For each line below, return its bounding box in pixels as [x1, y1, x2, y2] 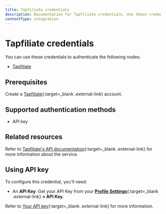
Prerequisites [5, 78, 47, 86]
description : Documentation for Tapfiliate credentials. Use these [5, 12, 147, 17]
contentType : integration [5, 16, 58, 21]
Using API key [5, 166, 49, 174]
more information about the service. [5, 151, 78, 157]
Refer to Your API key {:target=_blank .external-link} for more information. [5, 203, 154, 209]
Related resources [5, 133, 63, 141]
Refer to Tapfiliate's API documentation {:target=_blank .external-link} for [5, 146, 153, 152]
